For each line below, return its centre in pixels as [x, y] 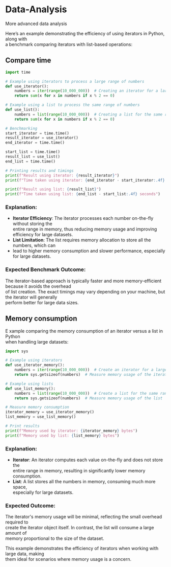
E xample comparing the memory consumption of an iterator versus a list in [84, 331]
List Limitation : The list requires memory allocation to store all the [82, 240]
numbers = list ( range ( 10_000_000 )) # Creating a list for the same [89, 114]
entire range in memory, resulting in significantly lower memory [79, 470]
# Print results [22, 426]
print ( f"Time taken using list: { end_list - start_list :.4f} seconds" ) [83, 194]
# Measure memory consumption [37, 407]
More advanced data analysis [36, 24]
